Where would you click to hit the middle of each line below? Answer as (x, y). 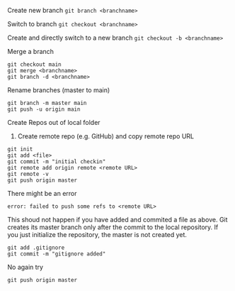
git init (20, 149)
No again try (25, 267)
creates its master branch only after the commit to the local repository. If (113, 227)
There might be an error (42, 193)
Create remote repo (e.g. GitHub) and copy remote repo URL (106, 136)
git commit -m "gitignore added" (57, 254)
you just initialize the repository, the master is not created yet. (97, 235)
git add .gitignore (36, 248)
